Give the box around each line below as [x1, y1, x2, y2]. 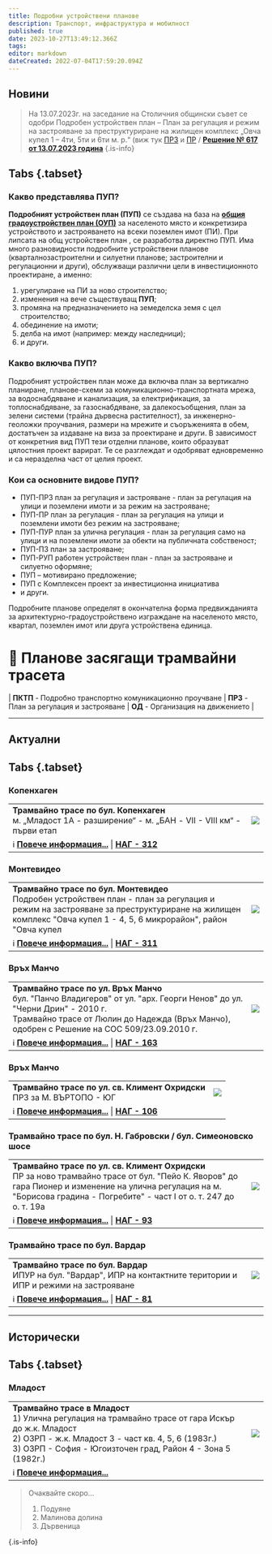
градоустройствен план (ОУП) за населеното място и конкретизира [8, 218, 248, 228]
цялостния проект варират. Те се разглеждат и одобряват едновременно [8, 445, 264, 455]
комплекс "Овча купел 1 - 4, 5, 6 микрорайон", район [12, 914, 227, 926]
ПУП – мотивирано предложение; [19, 570, 138, 580]
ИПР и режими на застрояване [12, 1280, 135, 1291]
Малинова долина [40, 1512, 103, 1522]
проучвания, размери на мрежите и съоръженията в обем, [43, 419, 249, 429]
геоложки [8, 419, 42, 429]
